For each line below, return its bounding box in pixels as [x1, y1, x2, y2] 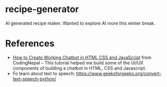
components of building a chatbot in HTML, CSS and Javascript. [12, 65, 146, 71]
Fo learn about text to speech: [12, 70, 75, 76]
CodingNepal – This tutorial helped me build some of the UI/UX [12, 59, 144, 66]
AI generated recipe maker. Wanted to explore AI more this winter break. [5, 20, 155, 26]
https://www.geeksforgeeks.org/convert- [76, 70, 162, 76]
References [5, 38, 54, 49]
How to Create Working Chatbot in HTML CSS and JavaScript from [12, 54, 152, 60]
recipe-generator [5, 4, 79, 15]
